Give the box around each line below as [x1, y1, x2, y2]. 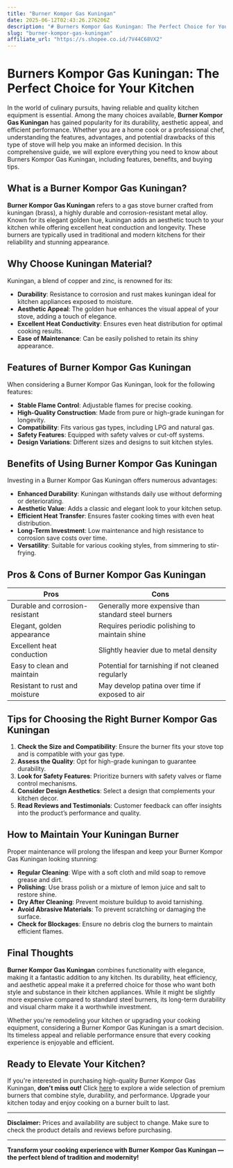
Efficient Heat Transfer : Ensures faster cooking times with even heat [17, 511, 215, 520]
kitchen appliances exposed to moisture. [17, 297, 134, 305]
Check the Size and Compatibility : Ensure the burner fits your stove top [17, 742, 224, 750]
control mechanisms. [17, 779, 78, 788]
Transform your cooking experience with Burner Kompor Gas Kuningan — [7, 1146, 224, 1154]
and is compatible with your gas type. [17, 750, 125, 758]
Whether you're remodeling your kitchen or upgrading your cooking [7, 1016, 200, 1024]
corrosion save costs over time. [17, 534, 107, 542]
